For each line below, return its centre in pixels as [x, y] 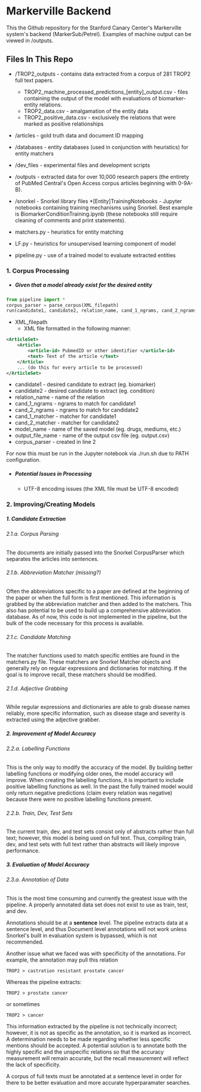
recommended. [25, 942]
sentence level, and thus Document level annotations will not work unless [97, 929]
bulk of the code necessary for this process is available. [75, 623]
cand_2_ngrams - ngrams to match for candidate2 [77, 410]
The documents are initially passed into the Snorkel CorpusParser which [95, 552]
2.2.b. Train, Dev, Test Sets [39, 813]
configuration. [23, 460]
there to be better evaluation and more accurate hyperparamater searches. [98, 1082]
